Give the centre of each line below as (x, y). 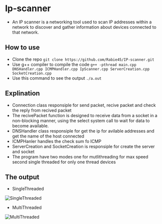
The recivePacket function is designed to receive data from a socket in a (85, 115)
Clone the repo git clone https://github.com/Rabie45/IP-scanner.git (83, 59)
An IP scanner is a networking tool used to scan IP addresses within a (82, 22)
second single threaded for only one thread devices (64, 162)
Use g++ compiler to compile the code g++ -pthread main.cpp (74, 64)
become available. (30, 126)
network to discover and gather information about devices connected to (84, 27)
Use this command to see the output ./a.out (57, 78)
